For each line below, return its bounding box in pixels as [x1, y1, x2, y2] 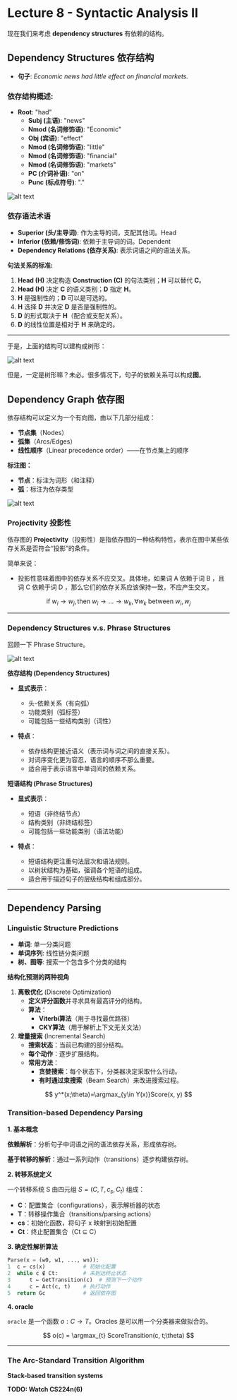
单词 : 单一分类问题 [17, 940, 71, 949]
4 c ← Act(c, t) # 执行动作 [7, 1283, 111, 1290]
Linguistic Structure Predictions [7, 923, 119, 933]
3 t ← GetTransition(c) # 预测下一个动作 [7, 1276, 142, 1283]
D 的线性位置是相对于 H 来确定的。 [17, 320, 119, 329]
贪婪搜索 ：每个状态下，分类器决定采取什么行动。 [38, 1067, 181, 1076]
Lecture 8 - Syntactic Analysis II [7, 5, 199, 21]
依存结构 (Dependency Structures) [7, 669, 111, 677]
